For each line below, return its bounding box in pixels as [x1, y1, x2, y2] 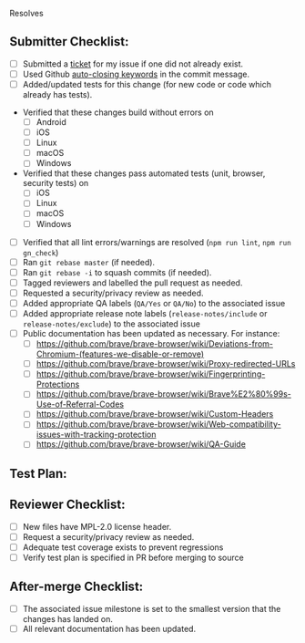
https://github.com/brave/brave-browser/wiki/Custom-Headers [36, 409, 274, 420]
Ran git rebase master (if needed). [22, 256, 156, 267]
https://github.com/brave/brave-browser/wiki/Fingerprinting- [36, 368, 266, 379]
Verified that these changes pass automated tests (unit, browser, [22, 168, 266, 179]
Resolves [9, 8, 44, 18]
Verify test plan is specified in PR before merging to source [22, 552, 244, 563]
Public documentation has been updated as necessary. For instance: [22, 328, 280, 338]
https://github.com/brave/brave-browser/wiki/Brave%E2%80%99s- [36, 389, 291, 399]
